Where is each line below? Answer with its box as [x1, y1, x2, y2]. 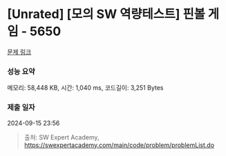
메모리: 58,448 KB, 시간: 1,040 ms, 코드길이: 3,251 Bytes [7, 84, 164, 92]
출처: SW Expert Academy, [23, 133, 100, 142]
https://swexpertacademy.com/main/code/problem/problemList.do [23, 141, 215, 149]
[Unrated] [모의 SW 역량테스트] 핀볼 [7, 6, 205, 22]
